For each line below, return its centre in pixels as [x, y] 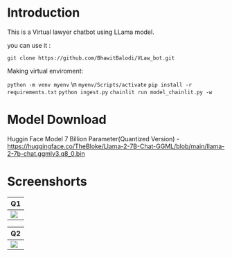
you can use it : [29, 45]
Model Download [57, 120]
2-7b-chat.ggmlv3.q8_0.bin [46, 153]
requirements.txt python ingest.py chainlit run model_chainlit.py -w [110, 92]
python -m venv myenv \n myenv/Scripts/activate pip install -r [100, 84]
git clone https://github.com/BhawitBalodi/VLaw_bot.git [91, 58]
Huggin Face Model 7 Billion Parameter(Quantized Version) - [93, 139]
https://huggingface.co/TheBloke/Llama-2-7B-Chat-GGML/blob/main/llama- [116, 146]
